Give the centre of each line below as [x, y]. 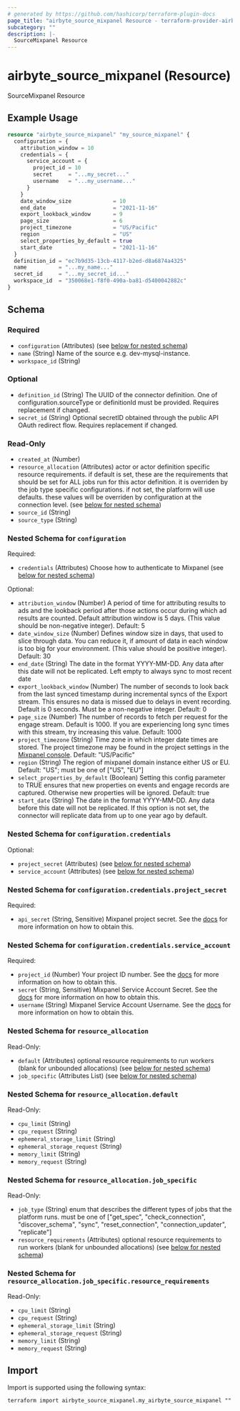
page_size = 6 [71, 221]
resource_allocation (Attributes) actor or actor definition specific [114, 467]
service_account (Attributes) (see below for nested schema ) [106, 871]
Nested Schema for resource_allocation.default [93, 1094]
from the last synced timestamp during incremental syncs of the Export [122, 694]
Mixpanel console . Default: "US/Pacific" [76, 755]
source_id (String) [44, 512]
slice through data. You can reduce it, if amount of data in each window [123, 641]
